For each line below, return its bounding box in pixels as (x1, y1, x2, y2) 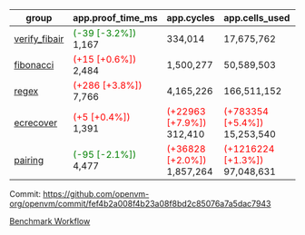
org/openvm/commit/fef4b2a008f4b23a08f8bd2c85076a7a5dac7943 (9, 199, 271, 209)
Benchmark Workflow (9, 216, 91, 226)
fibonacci (14, 59, 54, 71)
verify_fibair (14, 33, 64, 44)
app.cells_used (223, 12, 290, 24)
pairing (14, 154, 44, 166)
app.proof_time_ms (72, 12, 159, 24)
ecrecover (14, 117, 58, 129)
